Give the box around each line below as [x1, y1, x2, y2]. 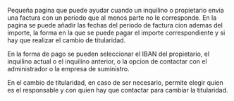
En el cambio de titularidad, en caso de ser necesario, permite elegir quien [7, 78, 223, 87]
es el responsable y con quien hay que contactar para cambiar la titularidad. [7, 86, 228, 94]
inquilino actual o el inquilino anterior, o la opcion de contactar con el [7, 57, 207, 66]
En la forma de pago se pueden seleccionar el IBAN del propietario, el [7, 49, 210, 58]
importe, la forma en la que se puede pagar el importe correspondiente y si [7, 28, 226, 37]
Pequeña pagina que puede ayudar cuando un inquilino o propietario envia [7, 6, 224, 14]
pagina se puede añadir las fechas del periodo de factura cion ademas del [7, 21, 223, 29]
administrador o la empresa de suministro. [7, 65, 130, 73]
